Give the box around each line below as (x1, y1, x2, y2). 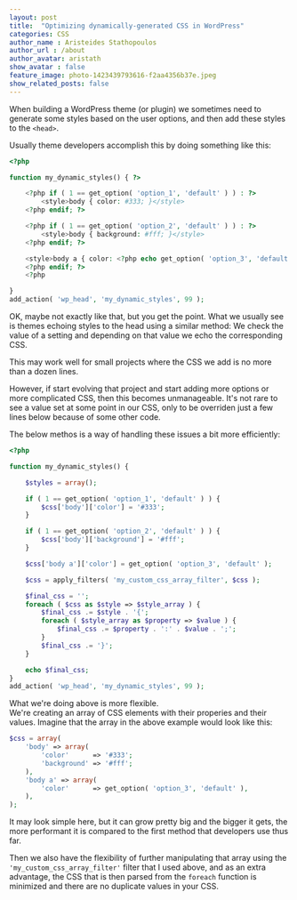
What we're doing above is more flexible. (9, 698, 159, 709)
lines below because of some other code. (9, 412, 162, 422)
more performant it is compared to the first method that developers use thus (9, 826, 289, 837)
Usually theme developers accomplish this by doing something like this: (9, 140, 271, 150)
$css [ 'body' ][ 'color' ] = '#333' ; (41, 502, 165, 511)
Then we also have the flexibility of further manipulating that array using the (9, 853, 287, 864)
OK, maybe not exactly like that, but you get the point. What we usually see (9, 311, 285, 321)
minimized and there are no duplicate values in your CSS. (9, 881, 220, 892)
